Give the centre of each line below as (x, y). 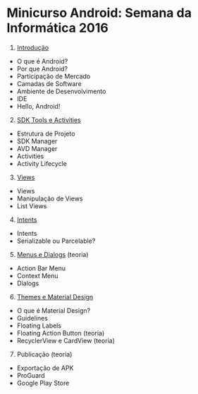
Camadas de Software (49, 83)
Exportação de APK (45, 368)
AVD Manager (37, 148)
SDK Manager (37, 141)
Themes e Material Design (55, 297)
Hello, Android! (38, 106)
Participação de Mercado (54, 76)
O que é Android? (42, 61)
